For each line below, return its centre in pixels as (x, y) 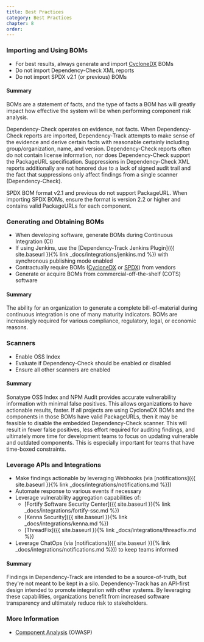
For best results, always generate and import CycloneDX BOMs (94, 64)
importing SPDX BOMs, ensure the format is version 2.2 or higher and (93, 199)
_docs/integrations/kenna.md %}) (66, 523)
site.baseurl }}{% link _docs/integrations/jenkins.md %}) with (92, 255)
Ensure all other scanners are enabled (63, 370)
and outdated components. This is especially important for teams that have (100, 442)
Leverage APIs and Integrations (54, 465)
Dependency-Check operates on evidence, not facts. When (81, 129)
